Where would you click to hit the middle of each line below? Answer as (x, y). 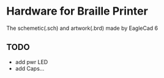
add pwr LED (32, 62)
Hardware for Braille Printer (77, 11)
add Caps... (30, 68)
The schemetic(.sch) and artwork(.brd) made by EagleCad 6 (82, 28)
